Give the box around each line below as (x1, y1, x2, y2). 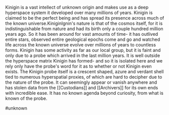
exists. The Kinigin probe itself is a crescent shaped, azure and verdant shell (5, 69, 164, 75)
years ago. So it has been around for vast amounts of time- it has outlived (5, 31, 158, 37)
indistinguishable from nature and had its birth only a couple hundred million (5, 26, 163, 32)
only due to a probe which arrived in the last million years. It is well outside (5, 52, 160, 59)
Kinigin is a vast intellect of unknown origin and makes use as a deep (5, 5, 149, 10)
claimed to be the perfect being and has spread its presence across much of (5, 15, 164, 21)
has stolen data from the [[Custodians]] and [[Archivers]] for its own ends (5, 85, 158, 90)
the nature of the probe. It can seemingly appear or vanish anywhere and (5, 79, 157, 85)
